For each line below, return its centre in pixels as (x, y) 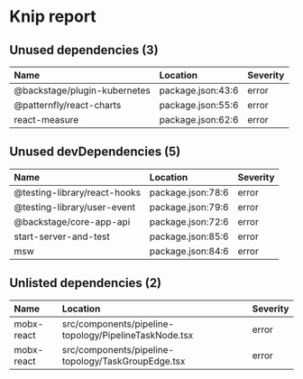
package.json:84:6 (189, 251)
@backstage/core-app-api (72, 221)
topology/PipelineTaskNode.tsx (128, 335)
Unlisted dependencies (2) (86, 283)
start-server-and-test (62, 236)
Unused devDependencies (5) (95, 152)
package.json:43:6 (199, 90)
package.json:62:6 (199, 120)
